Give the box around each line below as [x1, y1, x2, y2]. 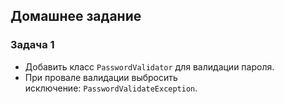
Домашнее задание [10, 8, 142, 25]
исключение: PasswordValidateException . [24, 82, 198, 94]
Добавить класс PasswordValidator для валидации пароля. [24, 60, 275, 73]
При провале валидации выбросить [24, 71, 178, 83]
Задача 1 [10, 38, 55, 52]
